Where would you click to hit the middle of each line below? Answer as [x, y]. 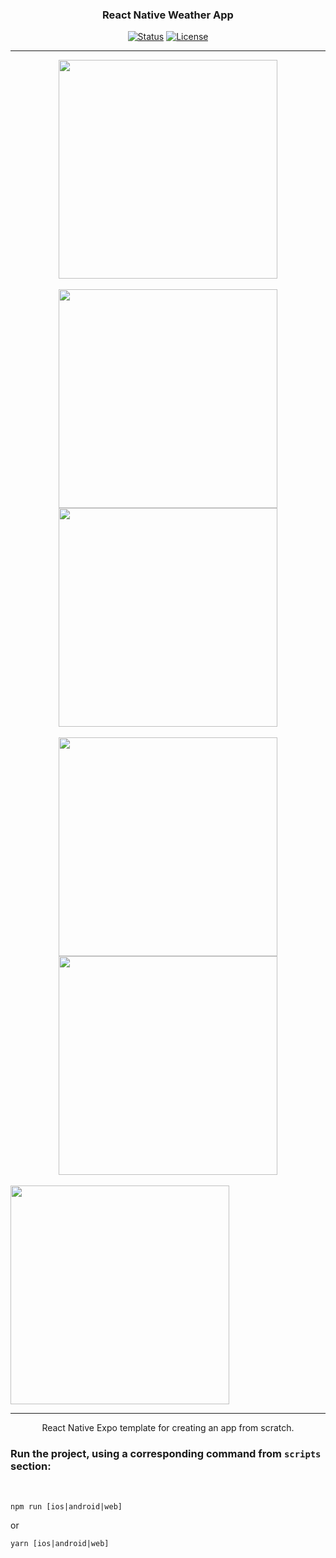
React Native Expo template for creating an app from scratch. [168, 1428]
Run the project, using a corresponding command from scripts [166, 1454]
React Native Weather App [168, 15]
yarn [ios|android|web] [60, 1543]
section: [31, 1466]
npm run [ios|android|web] [66, 1506]
